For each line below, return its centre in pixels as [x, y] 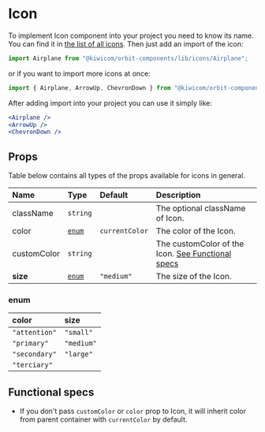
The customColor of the [200, 244]
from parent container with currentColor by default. [103, 419]
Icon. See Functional [194, 254]
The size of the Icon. [194, 277]
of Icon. [170, 218]
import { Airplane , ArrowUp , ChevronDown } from [90, 88]
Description [178, 196]
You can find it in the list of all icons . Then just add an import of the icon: [126, 43]
